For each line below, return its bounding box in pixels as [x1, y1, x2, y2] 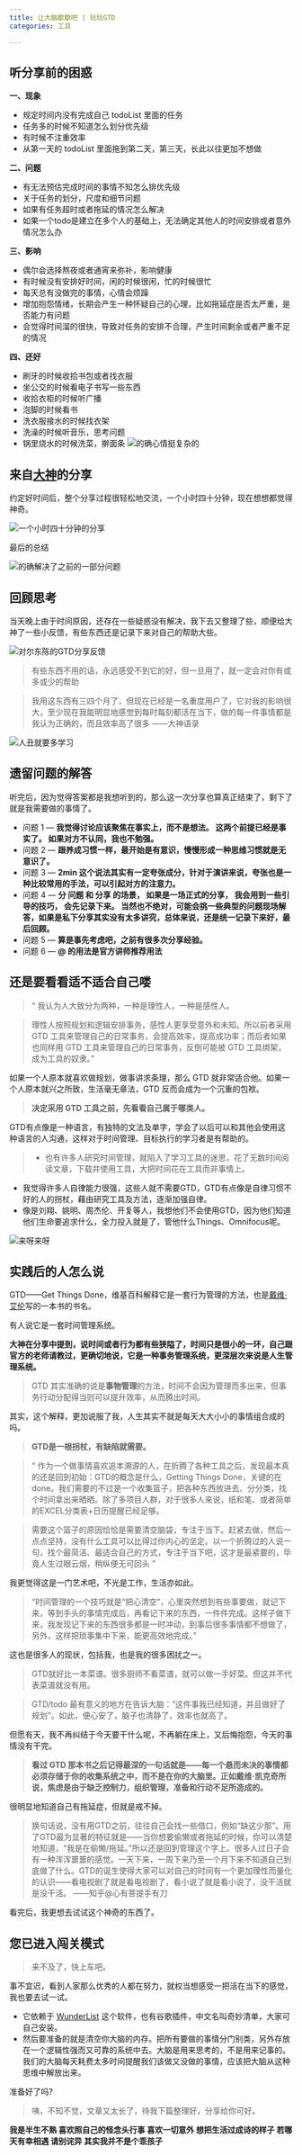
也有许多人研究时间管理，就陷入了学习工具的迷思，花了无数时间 [44, 1152, 281, 1163]
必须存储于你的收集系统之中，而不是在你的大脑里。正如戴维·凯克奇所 [31, 1771, 287, 1782]
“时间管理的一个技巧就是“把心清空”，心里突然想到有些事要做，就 [31, 1596, 271, 1607]
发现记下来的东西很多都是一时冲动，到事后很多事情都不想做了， [55, 1619, 292, 1630]
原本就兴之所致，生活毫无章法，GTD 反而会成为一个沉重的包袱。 [24, 1083, 265, 1094]
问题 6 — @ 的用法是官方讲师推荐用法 [22, 946, 163, 956]
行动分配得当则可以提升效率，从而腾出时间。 [39, 1392, 205, 1403]
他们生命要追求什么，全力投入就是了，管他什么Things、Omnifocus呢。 [22, 1216, 286, 1226]
